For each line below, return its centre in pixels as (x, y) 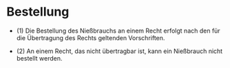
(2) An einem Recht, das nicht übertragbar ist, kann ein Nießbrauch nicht (119, 51)
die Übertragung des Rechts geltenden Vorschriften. (91, 37)
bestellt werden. (39, 58)
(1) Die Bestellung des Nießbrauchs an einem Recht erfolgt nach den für (118, 31)
